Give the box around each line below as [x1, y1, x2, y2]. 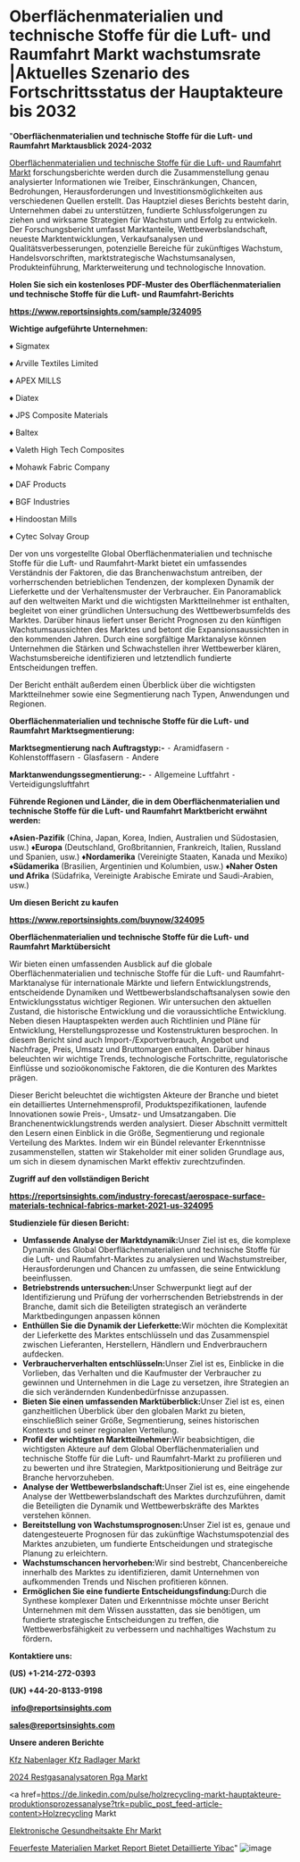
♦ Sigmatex [9, 340, 51, 351]
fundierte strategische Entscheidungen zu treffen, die [21, 1614, 220, 1624]
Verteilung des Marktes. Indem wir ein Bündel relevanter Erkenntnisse [9, 1137, 266, 1148]
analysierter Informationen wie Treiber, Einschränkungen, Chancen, [9, 176, 257, 187]
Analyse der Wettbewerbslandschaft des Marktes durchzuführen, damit [21, 1490, 286, 1501]
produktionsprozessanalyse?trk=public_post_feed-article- [9, 1798, 223, 1809]
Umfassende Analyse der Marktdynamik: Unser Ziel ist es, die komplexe [21, 1234, 291, 1245]
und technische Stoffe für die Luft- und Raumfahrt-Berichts [9, 288, 235, 299]
